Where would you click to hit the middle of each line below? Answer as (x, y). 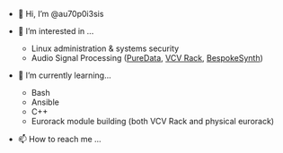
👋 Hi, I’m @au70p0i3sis (61, 14)
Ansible (45, 102)
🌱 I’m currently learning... (64, 75)
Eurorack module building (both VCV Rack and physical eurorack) (153, 121)
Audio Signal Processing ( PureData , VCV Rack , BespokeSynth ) (147, 58)
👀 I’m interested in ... (56, 31)
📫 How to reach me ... (59, 139)
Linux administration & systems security (105, 48)
